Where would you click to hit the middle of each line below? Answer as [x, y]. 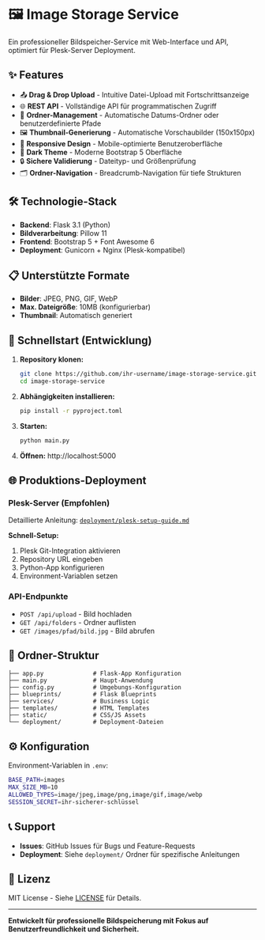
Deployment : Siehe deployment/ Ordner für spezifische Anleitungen [130, 854]
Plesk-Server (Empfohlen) [59, 503]
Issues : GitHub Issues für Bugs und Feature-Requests [107, 846]
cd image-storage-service [62, 381]
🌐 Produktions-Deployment [77, 481]
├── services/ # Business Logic [79, 701]
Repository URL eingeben [61, 559]
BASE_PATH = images [37, 780]
